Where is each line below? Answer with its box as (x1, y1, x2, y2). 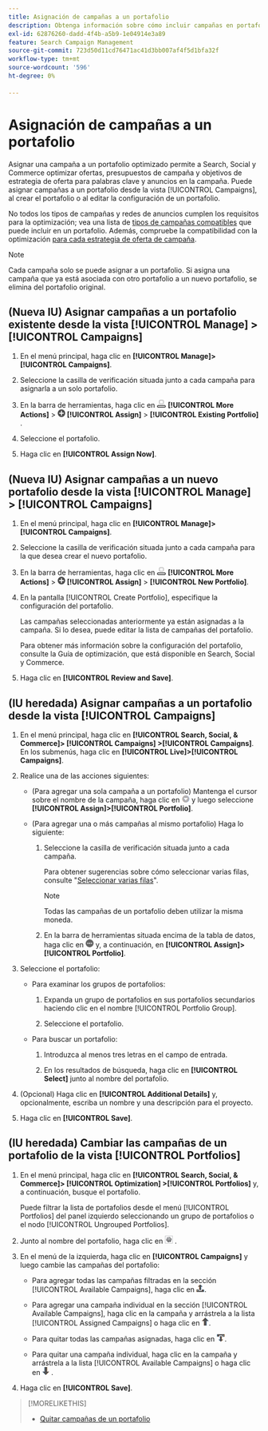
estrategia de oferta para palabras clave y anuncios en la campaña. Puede (8, 176, 253, 185)
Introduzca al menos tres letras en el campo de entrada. (43, 1050, 228, 1059)
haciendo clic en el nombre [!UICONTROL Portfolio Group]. (43, 1003, 237, 1013)
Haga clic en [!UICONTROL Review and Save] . (19, 673, 174, 683)
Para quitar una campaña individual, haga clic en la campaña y (31, 1349, 238, 1359)
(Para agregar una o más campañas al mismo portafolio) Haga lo (31, 819, 244, 828)
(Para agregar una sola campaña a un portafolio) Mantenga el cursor (31, 787, 258, 795)
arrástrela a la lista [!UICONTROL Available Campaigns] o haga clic (31, 1357, 251, 1367)
